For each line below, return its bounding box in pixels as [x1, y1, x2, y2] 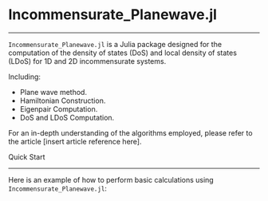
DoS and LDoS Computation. [19, 112, 115, 122]
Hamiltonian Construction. [19, 96, 106, 105]
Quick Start [8, 152, 45, 161]
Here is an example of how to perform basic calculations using [8, 175, 214, 184]
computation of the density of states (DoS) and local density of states [8, 48, 238, 57]
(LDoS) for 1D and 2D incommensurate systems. [8, 56, 167, 65]
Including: [8, 72, 41, 81]
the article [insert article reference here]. [8, 136, 142, 146]
